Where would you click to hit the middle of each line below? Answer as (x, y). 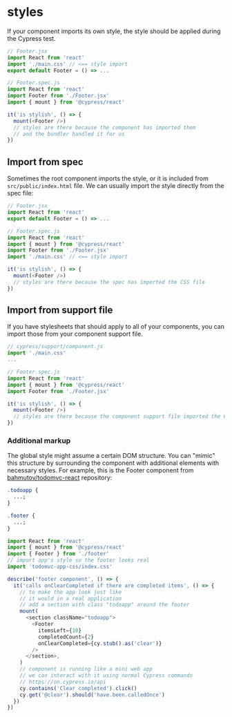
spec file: (20, 193)
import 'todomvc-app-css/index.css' (60, 567)
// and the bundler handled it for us (69, 134)
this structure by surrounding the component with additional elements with (113, 463)
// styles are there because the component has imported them (105, 127)
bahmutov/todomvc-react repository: (60, 478)
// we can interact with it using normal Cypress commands (106, 676)
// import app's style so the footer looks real (78, 560)
